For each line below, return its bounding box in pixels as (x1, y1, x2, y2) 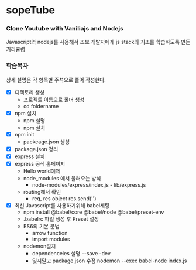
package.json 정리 (14, 145, 59, 152)
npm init (14, 131, 35, 138)
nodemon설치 (23, 242, 56, 250)
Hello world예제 (23, 168, 61, 175)
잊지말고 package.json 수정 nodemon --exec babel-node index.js (32, 257, 187, 264)
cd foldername (23, 102, 59, 110)
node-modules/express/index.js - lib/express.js (32, 182, 146, 189)
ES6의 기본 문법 (23, 223, 60, 230)
